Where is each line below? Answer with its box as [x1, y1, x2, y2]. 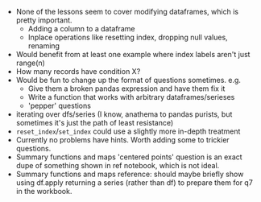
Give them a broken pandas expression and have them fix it [27, 84, 226, 93]
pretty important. [15, 15, 72, 25]
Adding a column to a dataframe [27, 24, 135, 33]
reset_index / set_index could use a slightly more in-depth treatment [15, 126, 241, 136]
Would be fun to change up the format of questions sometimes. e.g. [15, 76, 242, 85]
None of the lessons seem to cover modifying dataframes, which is [15, 7, 239, 16]
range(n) [15, 58, 46, 68]
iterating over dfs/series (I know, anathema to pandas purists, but [15, 109, 233, 119]
